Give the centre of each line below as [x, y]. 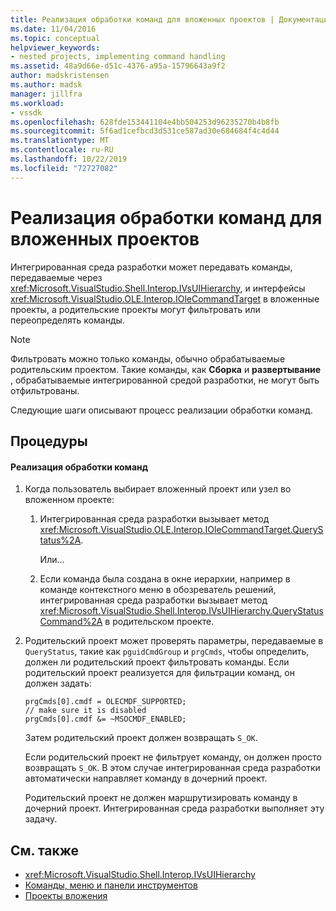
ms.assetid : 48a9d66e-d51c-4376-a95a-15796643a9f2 [118, 66]
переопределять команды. [67, 320]
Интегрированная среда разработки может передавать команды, [151, 267]
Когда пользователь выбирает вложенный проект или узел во [158, 489]
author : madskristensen [60, 76]
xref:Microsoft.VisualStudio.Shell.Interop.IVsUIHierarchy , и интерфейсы [158, 288]
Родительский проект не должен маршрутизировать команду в [161, 798]
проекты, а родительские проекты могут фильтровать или [135, 309]
